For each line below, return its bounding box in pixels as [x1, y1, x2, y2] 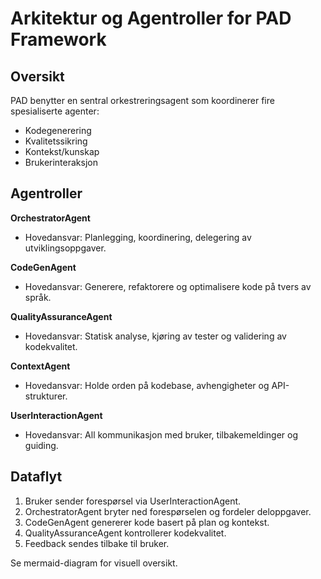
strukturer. [24, 390, 68, 402]
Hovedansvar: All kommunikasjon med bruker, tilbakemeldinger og [24, 428, 299, 441]
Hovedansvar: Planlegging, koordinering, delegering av [24, 231, 252, 243]
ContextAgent [10, 360, 71, 372]
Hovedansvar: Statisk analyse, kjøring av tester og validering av [24, 330, 287, 342]
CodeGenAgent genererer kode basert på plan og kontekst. [24, 516, 270, 528]
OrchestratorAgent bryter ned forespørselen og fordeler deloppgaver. [24, 505, 312, 517]
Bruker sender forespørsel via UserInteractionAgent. [24, 495, 242, 507]
